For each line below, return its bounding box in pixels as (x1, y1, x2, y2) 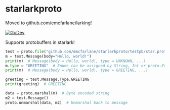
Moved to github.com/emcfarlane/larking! (5, 20, 92, 26)
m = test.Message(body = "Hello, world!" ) (5, 53, 92, 59)
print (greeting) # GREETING (5, 82, 67, 87)
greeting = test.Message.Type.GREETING (5, 77, 90, 82)
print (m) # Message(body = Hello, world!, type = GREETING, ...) (5, 68, 148, 73)
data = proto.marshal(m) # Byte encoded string (5, 91, 110, 96)
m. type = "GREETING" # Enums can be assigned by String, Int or (5, 63, 146, 68)
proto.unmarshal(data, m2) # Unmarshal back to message (5, 100, 128, 105)
